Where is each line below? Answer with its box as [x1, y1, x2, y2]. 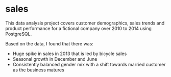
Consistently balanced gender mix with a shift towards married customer [12, 61, 166, 67]
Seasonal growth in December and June [12, 56, 97, 62]
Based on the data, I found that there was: [5, 40, 93, 46]
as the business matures [12, 67, 65, 73]
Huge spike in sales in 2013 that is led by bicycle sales [12, 50, 127, 57]
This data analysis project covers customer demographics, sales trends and [5, 20, 165, 26]
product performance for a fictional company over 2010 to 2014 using [5, 25, 152, 31]
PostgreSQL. [5, 31, 32, 37]
